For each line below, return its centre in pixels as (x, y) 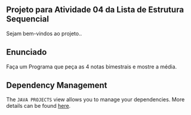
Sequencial (28, 19)
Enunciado (27, 52)
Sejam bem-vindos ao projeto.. (44, 33)
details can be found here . (38, 106)
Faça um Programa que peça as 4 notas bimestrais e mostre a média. (92, 66)
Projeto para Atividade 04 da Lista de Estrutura (95, 10)
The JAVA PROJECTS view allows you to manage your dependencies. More (95, 100)
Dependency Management (57, 86)
